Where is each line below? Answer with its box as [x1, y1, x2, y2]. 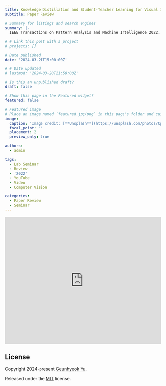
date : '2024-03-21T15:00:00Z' [5, 57, 68, 62]
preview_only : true [9, 134, 50, 139]
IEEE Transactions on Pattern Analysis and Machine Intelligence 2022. [9, 30, 161, 35]
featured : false [5, 98, 39, 103]
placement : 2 [9, 130, 37, 135]
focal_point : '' [9, 125, 43, 130]
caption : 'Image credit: [9, 121, 61, 126]
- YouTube [9, 176, 30, 181]
